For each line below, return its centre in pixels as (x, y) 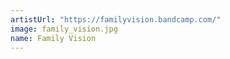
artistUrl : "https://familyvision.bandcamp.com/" (116, 19)
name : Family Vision (53, 38)
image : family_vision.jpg (64, 29)
